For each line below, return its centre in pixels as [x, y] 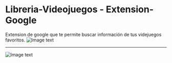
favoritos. [15, 40]
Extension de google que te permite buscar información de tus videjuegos [83, 34]
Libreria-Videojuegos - [55, 9]
